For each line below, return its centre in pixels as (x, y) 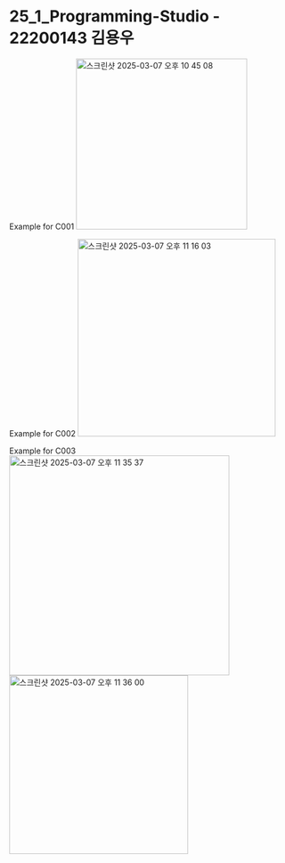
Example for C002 (43, 433)
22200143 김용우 (72, 38)
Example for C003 (43, 451)
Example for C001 (42, 226)
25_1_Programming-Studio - (115, 16)
